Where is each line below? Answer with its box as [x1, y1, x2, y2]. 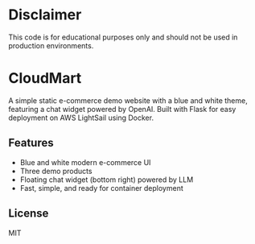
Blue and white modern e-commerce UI [19, 157, 151, 167]
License [8, 207, 49, 221]
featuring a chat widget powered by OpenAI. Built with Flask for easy [8, 104, 236, 114]
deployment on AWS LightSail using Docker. [8, 113, 154, 122]
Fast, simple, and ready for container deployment [19, 183, 183, 192]
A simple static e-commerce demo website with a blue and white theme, [8, 95, 248, 105]
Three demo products [19, 166, 93, 176]
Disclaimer [8, 6, 82, 24]
